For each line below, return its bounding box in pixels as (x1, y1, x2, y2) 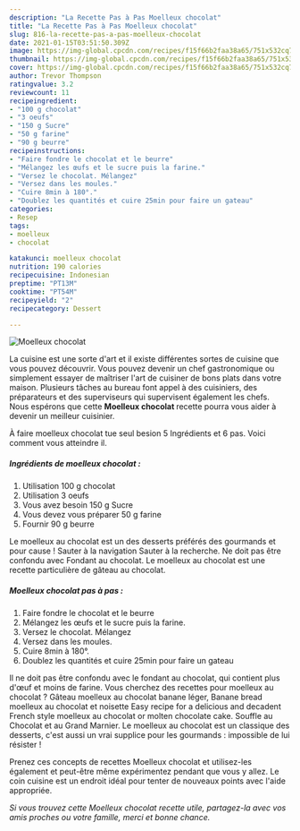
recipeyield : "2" (9, 296, 74, 304)
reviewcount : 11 (9, 88, 70, 97)
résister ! (9, 740, 42, 750)
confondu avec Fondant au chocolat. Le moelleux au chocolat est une (9, 555, 266, 566)
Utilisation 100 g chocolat (21, 481, 116, 492)
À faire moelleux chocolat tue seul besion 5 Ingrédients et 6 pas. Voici (9, 428, 266, 439)
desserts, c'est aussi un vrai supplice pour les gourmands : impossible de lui (9, 730, 290, 741)
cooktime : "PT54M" (9, 287, 78, 296)
